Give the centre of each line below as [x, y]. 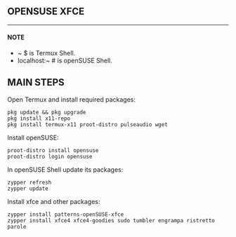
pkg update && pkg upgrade [47, 112]
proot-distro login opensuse [50, 156]
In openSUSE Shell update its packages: [65, 169]
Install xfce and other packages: [54, 201]
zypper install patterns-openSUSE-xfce [66, 214]
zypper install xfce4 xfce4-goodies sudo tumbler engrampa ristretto [111, 220]
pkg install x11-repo [39, 118]
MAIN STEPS [36, 82]
